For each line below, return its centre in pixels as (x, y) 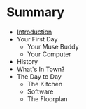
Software (40, 91)
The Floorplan (47, 98)
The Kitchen (45, 84)
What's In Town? (41, 69)
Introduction (34, 32)
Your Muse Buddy (53, 46)
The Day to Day (39, 76)
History (27, 61)
